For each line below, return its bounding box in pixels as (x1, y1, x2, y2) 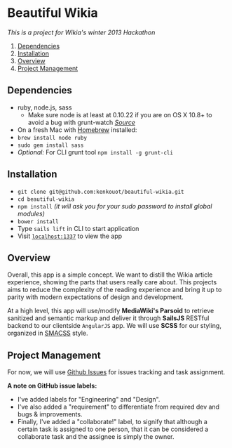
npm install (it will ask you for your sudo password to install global (17, 202, 212, 210)
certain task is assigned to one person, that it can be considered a (17, 425, 209, 433)
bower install (17, 218, 59, 225)
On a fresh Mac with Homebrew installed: (17, 125, 137, 134)
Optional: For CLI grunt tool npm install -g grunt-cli (17, 147, 174, 156)
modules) (17, 209, 46, 218)
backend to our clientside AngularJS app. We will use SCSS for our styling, (7, 322, 222, 330)
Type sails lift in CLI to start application (17, 224, 139, 232)
